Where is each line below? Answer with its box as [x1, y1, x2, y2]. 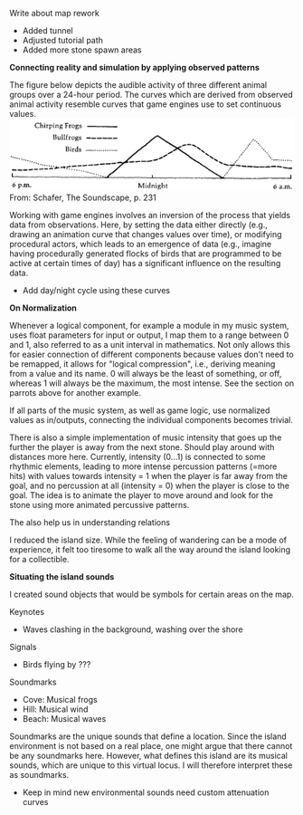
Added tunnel [22, 25, 74, 35]
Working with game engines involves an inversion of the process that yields [9, 210, 291, 221]
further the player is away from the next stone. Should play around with [9, 442, 275, 453]
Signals [9, 642, 37, 653]
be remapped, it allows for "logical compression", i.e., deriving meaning [9, 359, 276, 369]
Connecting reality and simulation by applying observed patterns [9, 62, 260, 72]
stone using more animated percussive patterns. [9, 500, 190, 511]
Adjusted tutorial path [22, 35, 104, 45]
